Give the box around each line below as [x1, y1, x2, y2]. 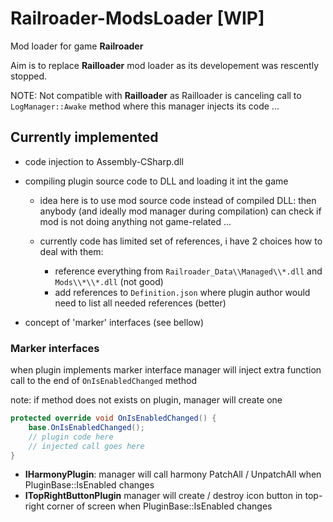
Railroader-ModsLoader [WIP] [10, 7, 265, 30]
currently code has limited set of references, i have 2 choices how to [39, 235, 323, 247]
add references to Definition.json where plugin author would [54, 286, 311, 298]
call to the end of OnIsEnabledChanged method [10, 375, 197, 387]
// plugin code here [28, 432, 114, 442]
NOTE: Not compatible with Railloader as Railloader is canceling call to [10, 89, 302, 101]
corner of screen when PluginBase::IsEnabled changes [46, 500, 273, 512]
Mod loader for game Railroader [10, 40, 144, 52]
